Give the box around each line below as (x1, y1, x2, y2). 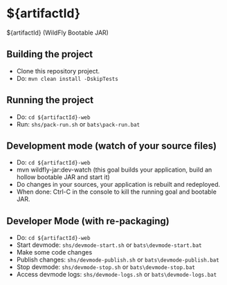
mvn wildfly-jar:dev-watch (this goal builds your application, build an (16, 165, 212, 174)
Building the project (6, 48, 93, 60)
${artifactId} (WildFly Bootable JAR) (6, 28, 109, 37)
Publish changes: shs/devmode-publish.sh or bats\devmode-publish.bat (16, 255, 219, 264)
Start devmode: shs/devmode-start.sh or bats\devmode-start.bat (16, 241, 202, 249)
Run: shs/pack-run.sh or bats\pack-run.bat (16, 120, 140, 128)
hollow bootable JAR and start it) (16, 173, 110, 181)
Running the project (6, 94, 94, 106)
